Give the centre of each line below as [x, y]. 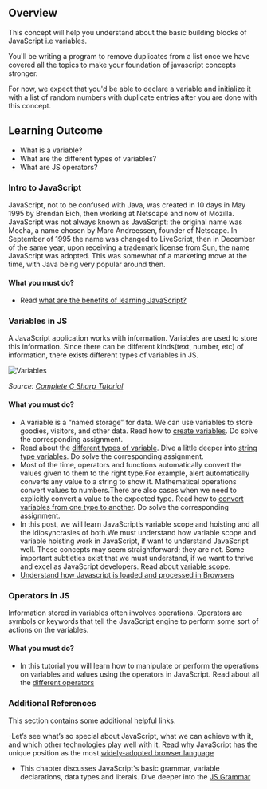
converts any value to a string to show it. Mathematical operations [128, 481]
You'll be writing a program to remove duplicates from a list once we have [129, 56]
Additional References [53, 704]
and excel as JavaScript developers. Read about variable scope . [125, 566]
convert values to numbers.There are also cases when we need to [128, 490]
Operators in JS [39, 595]
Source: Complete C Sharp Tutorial [66, 386]
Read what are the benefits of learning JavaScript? [103, 300]
